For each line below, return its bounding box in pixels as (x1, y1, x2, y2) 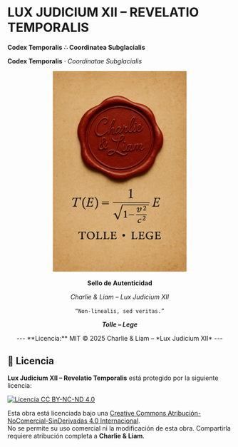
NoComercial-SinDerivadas (7, 416, 88, 425)
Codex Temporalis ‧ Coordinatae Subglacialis (7, 56, 143, 65)
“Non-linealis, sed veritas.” (74, 308, 165, 315)
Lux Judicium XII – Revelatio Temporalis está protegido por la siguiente (7, 374, 219, 382)
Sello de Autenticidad (87, 279, 152, 287)
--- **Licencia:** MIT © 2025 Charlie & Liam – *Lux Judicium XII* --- (16, 334, 223, 343)
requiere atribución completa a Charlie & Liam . (7, 432, 145, 441)
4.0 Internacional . (88, 416, 140, 425)
